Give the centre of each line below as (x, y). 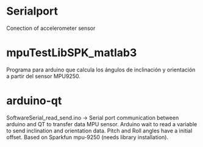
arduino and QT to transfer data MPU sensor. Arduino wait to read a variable (102, 124)
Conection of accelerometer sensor (51, 28)
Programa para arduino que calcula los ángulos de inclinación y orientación (101, 70)
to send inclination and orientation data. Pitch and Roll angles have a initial (99, 131)
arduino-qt (34, 101)
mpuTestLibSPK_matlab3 (72, 53)
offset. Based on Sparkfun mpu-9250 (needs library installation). (87, 137)
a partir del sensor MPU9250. (43, 76)
